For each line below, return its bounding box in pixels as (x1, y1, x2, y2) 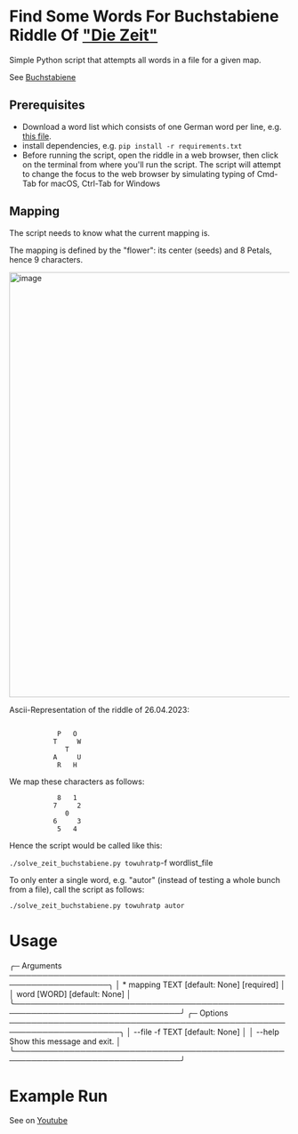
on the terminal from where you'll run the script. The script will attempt (21, 158, 282, 170)
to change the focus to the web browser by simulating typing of (21, 168, 255, 179)
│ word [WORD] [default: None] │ (9, 988, 132, 999)
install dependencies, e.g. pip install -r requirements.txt (21, 140, 243, 150)
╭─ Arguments (9, 960, 62, 971)
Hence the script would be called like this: (9, 839, 163, 851)
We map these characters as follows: (9, 776, 145, 787)
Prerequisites (9, 98, 85, 113)
